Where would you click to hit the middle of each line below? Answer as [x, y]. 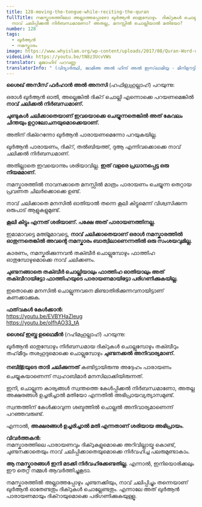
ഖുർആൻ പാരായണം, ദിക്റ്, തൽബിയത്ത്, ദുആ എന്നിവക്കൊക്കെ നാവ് [94, 147]
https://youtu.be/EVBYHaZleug [44, 316]
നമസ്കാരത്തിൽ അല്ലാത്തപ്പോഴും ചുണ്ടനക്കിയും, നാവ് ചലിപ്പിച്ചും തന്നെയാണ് [97, 482]
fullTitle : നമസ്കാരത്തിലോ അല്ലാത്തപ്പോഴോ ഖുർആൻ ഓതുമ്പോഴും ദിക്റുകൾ [94, 17]
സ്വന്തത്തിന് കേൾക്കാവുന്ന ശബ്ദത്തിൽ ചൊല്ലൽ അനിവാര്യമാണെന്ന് [90, 407]
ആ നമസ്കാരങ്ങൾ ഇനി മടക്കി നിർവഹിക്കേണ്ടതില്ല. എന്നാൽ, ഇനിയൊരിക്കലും [100, 464]
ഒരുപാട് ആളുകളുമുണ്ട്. [33, 210]
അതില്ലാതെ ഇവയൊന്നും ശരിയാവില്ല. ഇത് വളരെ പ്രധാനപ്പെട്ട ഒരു [88, 166]
